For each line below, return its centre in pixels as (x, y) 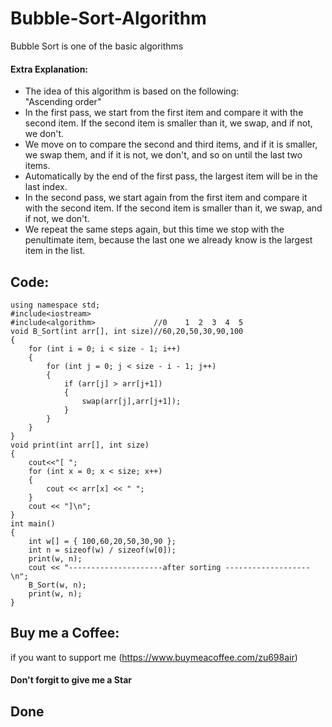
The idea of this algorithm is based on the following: (132, 91)
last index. (46, 187)
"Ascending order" (63, 102)
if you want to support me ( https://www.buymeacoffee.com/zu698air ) (154, 657)
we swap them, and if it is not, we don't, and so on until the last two (163, 155)
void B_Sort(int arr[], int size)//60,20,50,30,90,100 (127, 331)
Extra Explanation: (49, 69)
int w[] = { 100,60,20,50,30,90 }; (102, 541)
